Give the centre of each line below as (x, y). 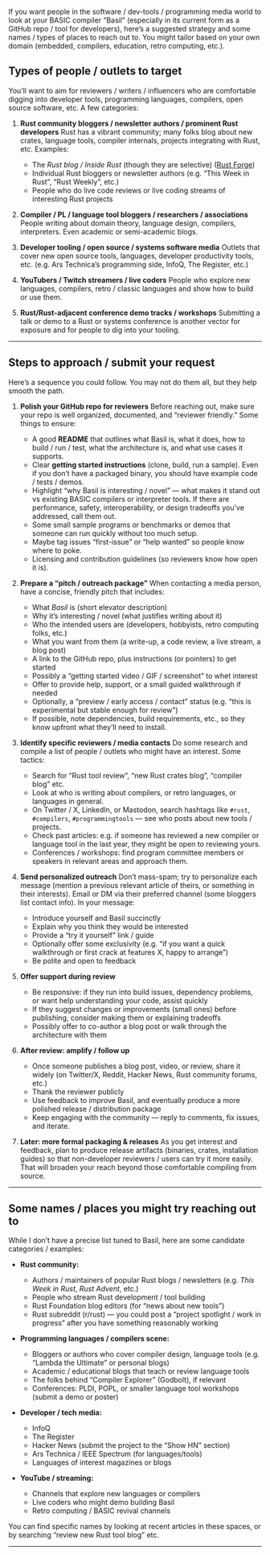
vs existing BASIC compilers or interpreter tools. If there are (131, 499)
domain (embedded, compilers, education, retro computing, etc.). (117, 46)
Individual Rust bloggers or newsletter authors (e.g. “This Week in (141, 173)
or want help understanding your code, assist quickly (120, 1000)
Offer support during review (68, 976)
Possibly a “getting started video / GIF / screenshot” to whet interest (145, 675)
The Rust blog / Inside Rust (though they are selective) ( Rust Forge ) (143, 164)
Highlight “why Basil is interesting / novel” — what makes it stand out (146, 490)
